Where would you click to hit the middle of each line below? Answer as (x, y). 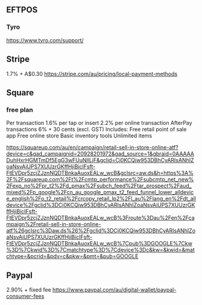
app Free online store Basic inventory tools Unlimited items (79, 136)
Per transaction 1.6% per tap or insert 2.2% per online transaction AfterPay (99, 123)
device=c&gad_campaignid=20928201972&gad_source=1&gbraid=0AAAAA (100, 154)
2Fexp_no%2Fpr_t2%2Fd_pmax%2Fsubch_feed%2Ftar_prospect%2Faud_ (99, 186)
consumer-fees (25, 296)
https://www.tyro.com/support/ (45, 40)
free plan (20, 110)
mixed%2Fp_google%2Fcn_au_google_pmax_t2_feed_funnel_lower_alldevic (100, 192)
